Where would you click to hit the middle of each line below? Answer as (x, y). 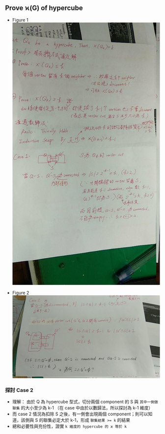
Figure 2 (21, 293)
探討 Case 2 (19, 390)
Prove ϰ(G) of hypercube (44, 8)
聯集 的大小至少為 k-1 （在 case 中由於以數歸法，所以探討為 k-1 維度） (82, 408)
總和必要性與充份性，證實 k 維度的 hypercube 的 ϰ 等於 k (69, 426)
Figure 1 (20, 20)
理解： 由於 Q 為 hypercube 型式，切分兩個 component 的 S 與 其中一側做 (85, 402)
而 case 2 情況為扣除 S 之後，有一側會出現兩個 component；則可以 (80, 414)
